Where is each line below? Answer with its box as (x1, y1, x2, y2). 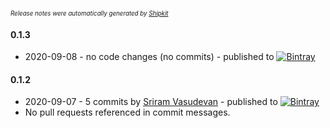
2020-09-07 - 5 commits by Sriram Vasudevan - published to (24, 96, 278, 108)
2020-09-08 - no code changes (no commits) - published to (24, 51, 275, 63)
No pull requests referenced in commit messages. (24, 106, 231, 119)
